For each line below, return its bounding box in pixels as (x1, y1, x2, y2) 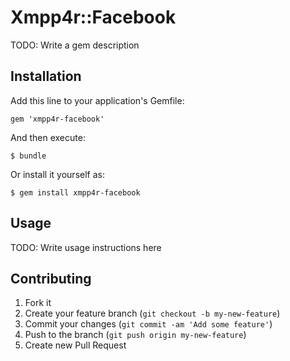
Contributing (10, 270, 92, 287)
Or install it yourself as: (10, 168, 105, 180)
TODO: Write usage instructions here (10, 241, 162, 253)
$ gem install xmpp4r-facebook (10, 187, 141, 198)
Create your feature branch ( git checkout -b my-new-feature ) (24, 307, 281, 320)
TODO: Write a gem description (10, 39, 140, 51)
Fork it (24, 297, 52, 309)
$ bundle (10, 151, 47, 161)
